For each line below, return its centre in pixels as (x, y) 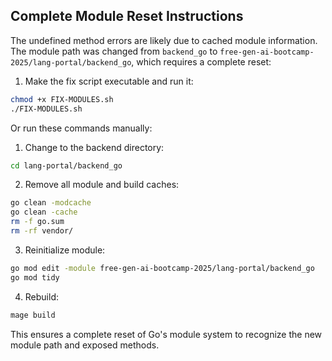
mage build (33, 315)
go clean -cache (44, 212)
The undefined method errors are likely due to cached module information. (164, 40)
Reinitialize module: (65, 250)
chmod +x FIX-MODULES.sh (62, 99)
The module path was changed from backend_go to (114, 51)
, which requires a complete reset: (201, 61)
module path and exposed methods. (85, 345)
